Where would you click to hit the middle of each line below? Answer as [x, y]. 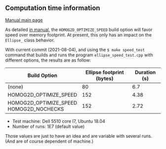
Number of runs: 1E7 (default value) [48, 126]
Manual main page [24, 20]
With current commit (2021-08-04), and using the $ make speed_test [75, 49]
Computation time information [53, 8]
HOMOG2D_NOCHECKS [36, 109]
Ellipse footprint [105, 72]
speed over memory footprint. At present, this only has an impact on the [79, 35]
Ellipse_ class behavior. [30, 40]
